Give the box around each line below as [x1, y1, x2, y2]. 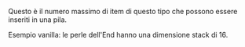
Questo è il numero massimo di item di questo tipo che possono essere [8, 7, 238, 16]
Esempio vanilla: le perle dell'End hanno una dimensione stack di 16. [8, 31, 229, 39]
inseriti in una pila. [8, 15, 68, 24]
